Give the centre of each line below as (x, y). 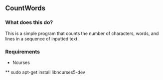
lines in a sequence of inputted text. (42, 38)
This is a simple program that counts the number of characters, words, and (82, 33)
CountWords (25, 8)
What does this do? (29, 22)
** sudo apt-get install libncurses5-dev (45, 72)
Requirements (23, 51)
